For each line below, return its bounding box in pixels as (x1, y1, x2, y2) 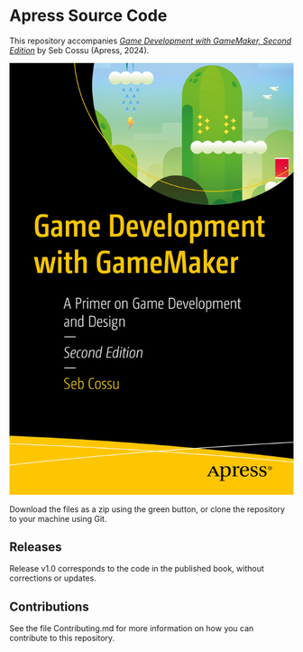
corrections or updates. (9, 573, 96, 583)
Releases (9, 539, 62, 554)
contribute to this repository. (9, 633, 115, 644)
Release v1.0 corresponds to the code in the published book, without (9, 564, 264, 574)
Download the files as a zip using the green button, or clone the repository (9, 503, 286, 515)
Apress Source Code (9, 5, 168, 26)
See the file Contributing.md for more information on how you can (9, 623, 254, 634)
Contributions (9, 599, 89, 614)
